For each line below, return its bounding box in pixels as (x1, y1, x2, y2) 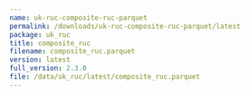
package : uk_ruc (9, 30, 71, 39)
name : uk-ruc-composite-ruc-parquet (9, 13, 148, 23)
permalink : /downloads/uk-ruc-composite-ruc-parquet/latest (9, 22, 242, 31)
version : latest (9, 55, 71, 64)
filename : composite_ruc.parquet (9, 47, 136, 56)
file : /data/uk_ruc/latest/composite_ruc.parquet (9, 72, 201, 81)
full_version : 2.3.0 (9, 64, 88, 73)
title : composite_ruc (9, 38, 91, 48)
